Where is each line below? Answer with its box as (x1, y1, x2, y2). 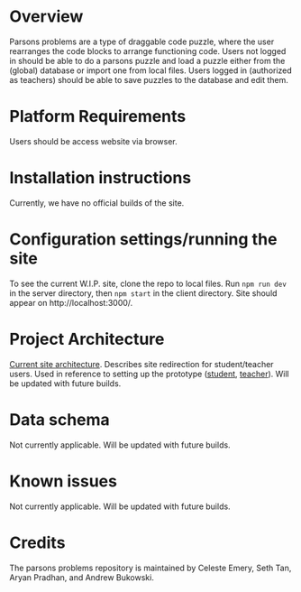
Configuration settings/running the (9, 229, 278, 249)
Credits (9, 532, 66, 552)
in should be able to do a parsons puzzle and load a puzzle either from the (9, 55, 286, 66)
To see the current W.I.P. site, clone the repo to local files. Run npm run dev (9, 278, 287, 289)
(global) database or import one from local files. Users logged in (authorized (9, 65, 293, 76)
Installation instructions (9, 168, 192, 189)
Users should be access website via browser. (9, 135, 178, 146)
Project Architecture (9, 328, 165, 349)
